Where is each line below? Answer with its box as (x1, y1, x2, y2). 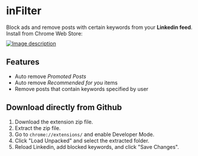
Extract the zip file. (14, 124, 61, 131)
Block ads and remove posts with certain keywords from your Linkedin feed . (6, 24, 193, 31)
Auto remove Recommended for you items (14, 79, 118, 86)
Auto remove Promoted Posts (14, 73, 87, 80)
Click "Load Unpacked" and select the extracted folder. (14, 137, 150, 144)
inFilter (6, 4, 42, 18)
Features (6, 57, 40, 67)
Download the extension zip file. (14, 118, 93, 125)
